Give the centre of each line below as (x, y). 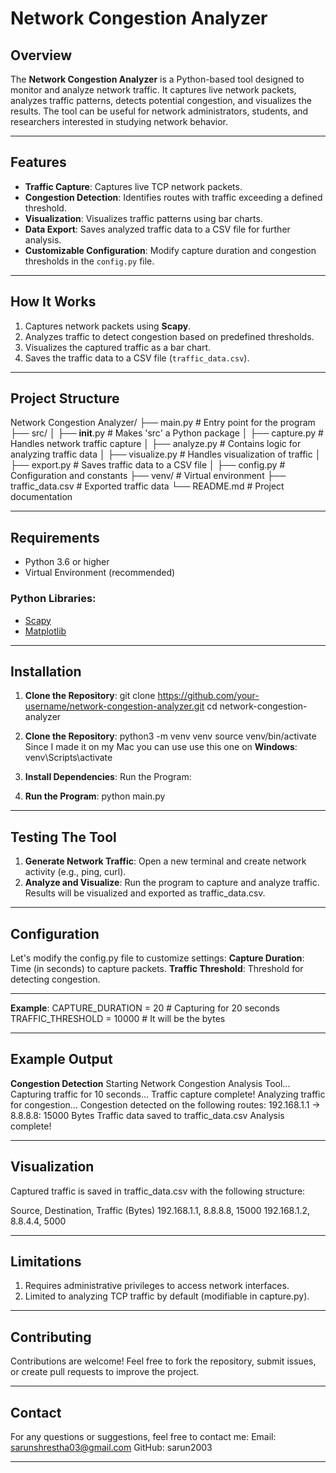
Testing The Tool (63, 837)
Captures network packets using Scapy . (108, 326)
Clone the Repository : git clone (90, 696)
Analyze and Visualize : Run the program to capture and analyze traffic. (172, 883)
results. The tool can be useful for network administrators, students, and (159, 111)
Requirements (55, 537)
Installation (46, 671)
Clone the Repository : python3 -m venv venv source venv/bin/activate (170, 736)
